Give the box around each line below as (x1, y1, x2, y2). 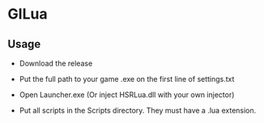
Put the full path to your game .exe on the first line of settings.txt (19, 74, 235, 83)
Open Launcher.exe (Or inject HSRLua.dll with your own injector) (19, 90, 235, 100)
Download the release (19, 58, 93, 68)
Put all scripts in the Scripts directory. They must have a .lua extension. (19, 106, 257, 115)
